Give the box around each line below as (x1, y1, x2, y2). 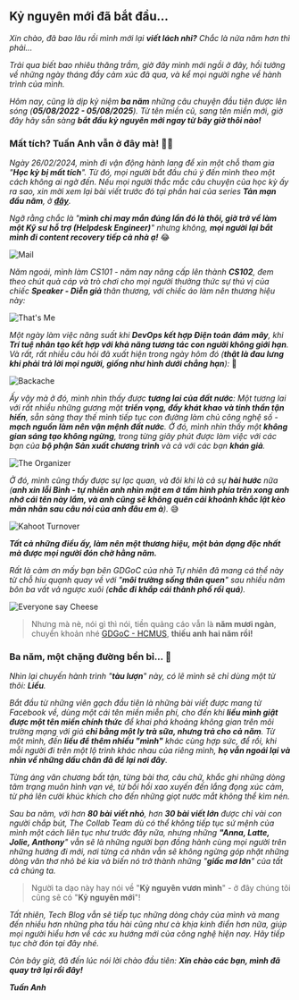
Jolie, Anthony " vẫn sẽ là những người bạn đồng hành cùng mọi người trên (9, 837, 287, 848)
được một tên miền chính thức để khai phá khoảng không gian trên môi (9, 716, 274, 727)
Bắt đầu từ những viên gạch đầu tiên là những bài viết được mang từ (9, 698, 262, 708)
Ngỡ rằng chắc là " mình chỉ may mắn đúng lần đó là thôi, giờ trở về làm (9, 213, 278, 224)
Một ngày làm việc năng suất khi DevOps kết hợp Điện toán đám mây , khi (9, 330, 284, 341)
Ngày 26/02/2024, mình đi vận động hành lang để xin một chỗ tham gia (9, 157, 275, 168)
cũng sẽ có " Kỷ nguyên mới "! (30, 892, 141, 903)
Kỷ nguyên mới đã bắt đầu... (9, 9, 170, 24)
